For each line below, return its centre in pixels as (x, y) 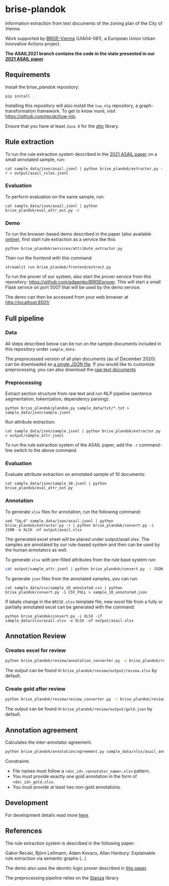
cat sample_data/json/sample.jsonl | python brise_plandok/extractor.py (83, 431)
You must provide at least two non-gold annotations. (67, 787)
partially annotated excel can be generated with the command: (70, 607)
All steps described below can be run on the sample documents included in (83, 344)
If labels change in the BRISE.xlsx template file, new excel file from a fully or (84, 601)
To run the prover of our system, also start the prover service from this (78, 276)
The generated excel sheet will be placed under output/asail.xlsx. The (77, 539)
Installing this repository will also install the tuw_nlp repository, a (72, 105)
